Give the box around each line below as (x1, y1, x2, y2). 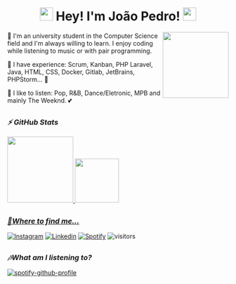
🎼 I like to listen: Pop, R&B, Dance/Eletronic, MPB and (7, 89, 161, 97)
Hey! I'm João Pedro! (55, 8, 181, 25)
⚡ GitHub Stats (7, 117, 58, 127)
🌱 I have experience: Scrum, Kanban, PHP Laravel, (7, 60, 153, 68)
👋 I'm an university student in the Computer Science (7, 32, 158, 40)
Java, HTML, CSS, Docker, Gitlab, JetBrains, (7, 67, 136, 76)
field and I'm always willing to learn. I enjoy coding (7, 39, 153, 47)
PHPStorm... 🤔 (7, 75, 49, 84)
